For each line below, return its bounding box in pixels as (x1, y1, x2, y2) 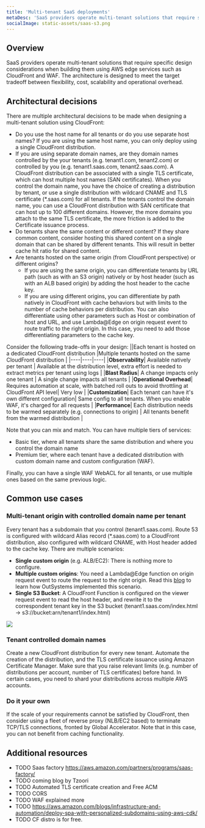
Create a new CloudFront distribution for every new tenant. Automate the (6, 649, 190, 656)
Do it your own (6, 696, 51, 705)
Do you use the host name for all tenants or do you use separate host (15, 130, 189, 138)
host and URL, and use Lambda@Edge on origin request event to (24, 318, 188, 326)
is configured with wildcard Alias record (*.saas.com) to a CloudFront (6, 532, 180, 540)
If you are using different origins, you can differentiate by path (24, 293, 181, 299)
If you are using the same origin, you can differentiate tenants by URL (24, 266, 199, 274)
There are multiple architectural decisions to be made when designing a (6, 112, 187, 120)
